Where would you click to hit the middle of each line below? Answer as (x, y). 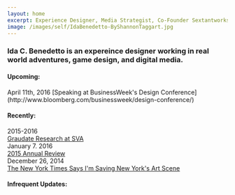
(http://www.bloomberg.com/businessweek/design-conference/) (101, 99)
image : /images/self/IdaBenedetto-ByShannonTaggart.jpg (90, 27)
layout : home (26, 14)
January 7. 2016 (30, 146)
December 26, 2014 (36, 161)
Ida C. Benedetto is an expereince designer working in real (108, 51)
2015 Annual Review (36, 153)
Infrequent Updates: (37, 184)
